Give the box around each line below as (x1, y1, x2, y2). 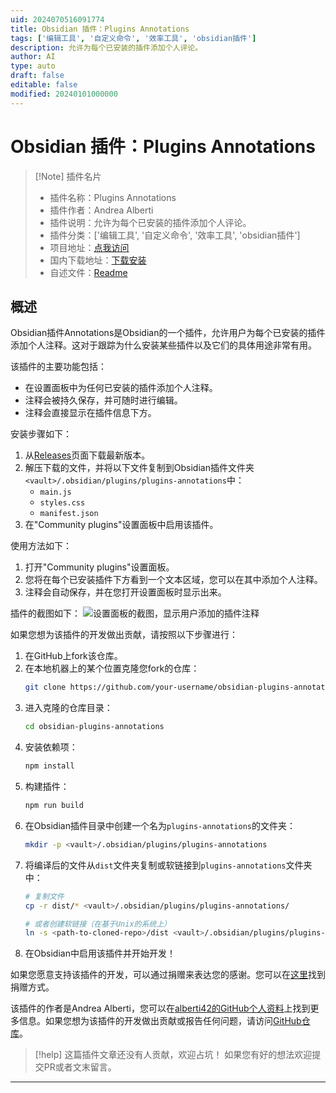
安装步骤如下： (10, 428, 72, 440)
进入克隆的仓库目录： (24, 702, 113, 714)
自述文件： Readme (49, 266, 128, 278)
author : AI (10, 52, 56, 62)
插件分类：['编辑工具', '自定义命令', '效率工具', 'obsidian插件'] (49, 229, 301, 241)
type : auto (10, 61, 56, 71)
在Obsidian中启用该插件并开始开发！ (24, 947, 176, 960)
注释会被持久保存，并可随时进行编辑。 (24, 394, 183, 406)
